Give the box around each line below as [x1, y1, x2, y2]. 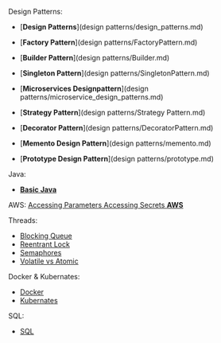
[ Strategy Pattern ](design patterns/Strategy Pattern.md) [19, 107, 206, 117]
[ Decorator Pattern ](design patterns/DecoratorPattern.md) [19, 123, 214, 132]
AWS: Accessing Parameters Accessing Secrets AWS [8, 201, 184, 209]
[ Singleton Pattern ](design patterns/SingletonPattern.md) [19, 68, 210, 78]
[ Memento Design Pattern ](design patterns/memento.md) [19, 138, 212, 148]
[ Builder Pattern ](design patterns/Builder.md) [19, 53, 170, 62]
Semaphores [19, 248, 62, 257]
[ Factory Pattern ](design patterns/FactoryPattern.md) [19, 37, 198, 47]
